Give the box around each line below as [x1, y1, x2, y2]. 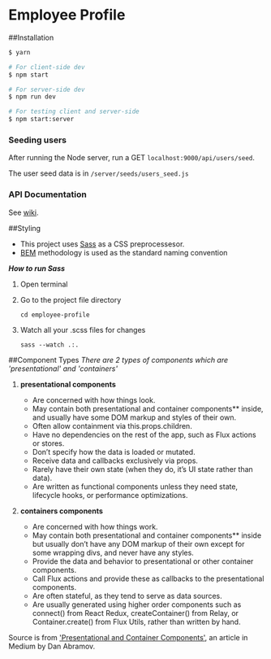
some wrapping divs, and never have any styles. [32, 548, 195, 557]
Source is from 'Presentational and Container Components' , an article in [8, 632, 248, 642]
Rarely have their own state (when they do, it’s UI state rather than [32, 464, 253, 474]
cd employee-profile [19, 311, 90, 319]
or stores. [32, 438, 65, 448]
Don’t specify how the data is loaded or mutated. [32, 447, 196, 456]
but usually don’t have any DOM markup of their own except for [32, 539, 245, 548]
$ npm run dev [8, 93, 57, 101]
